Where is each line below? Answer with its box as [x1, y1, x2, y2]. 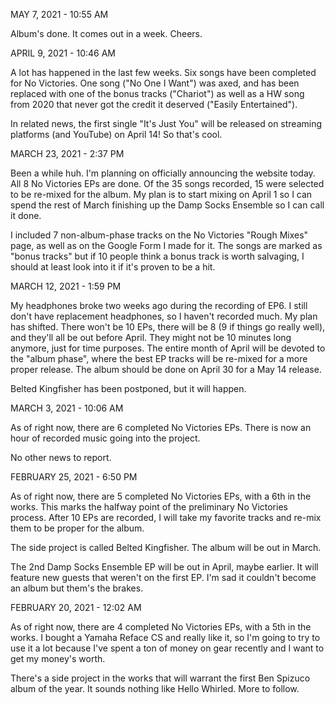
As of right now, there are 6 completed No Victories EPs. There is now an [10, 422, 312, 433]
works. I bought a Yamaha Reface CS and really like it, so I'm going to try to [10, 632, 321, 643]
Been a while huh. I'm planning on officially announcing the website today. [10, 167, 316, 179]
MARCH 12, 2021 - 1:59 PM [10, 280, 122, 292]
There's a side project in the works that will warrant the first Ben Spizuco [10, 672, 311, 684]
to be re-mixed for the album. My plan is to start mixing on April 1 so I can [10, 189, 313, 200]
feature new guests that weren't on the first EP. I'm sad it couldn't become [10, 572, 317, 583]
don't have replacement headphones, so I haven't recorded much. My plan [10, 310, 318, 322]
